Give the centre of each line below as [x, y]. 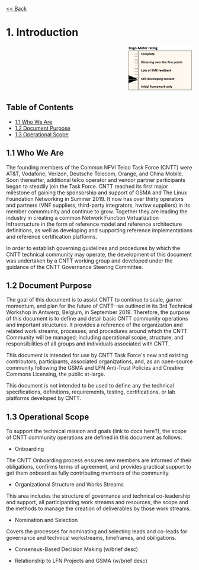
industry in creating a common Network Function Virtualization [83, 217]
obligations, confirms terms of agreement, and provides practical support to [99, 467]
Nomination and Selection [46, 520]
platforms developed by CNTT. [44, 398]
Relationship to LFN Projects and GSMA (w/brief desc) [81, 561]
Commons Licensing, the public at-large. [56, 374]
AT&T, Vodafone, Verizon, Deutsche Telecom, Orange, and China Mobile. [95, 174]
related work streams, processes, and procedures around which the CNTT [97, 331]
